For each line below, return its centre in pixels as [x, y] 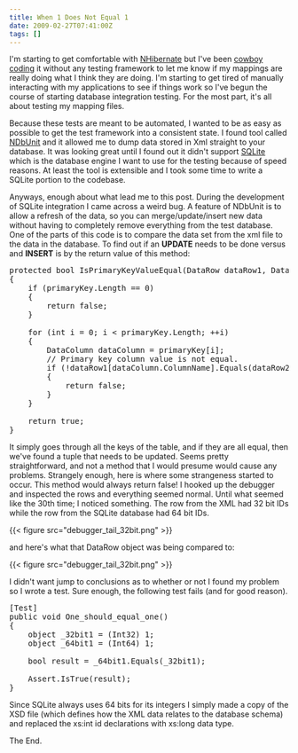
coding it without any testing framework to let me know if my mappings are [146, 68]
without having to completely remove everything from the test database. [141, 225]
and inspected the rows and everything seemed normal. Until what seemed [146, 494]
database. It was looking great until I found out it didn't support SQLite [137, 152]
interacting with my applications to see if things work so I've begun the [138, 87]
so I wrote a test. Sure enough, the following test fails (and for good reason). [149, 592]
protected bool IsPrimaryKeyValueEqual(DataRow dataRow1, [138, 271]
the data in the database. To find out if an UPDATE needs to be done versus [148, 244]
